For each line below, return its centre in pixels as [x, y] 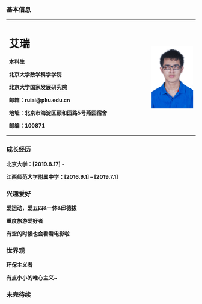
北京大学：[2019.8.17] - [35, 164]
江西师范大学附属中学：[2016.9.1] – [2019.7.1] [62, 176]
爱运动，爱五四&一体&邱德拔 [41, 208]
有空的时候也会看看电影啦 [38, 234]
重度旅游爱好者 [25, 221]
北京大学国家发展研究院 [38, 87]
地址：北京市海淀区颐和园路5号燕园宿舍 [58, 113]
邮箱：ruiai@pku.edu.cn [39, 100]
